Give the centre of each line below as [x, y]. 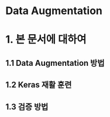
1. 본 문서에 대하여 [46, 40]
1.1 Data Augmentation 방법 [55, 63]
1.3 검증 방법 [27, 107]
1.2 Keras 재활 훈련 [39, 85]
